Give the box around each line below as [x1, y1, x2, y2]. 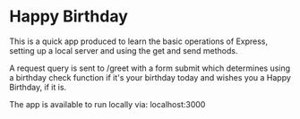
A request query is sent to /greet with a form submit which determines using [9, 63, 291, 73]
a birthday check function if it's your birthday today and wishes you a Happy [9, 72, 291, 82]
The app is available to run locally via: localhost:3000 [9, 98, 206, 109]
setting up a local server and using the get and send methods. [9, 45, 238, 55]
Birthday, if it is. [9, 81, 67, 92]
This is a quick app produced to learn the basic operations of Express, [9, 36, 269, 47]
